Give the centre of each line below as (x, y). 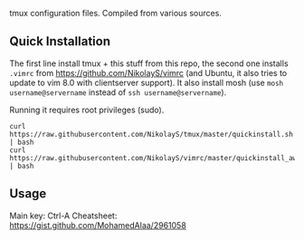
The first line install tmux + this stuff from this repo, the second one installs (149, 63)
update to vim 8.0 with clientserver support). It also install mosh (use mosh (147, 82)
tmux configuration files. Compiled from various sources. (115, 13)
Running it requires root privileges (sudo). (87, 110)
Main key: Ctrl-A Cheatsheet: (63, 216)
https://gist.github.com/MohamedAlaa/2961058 (98, 225)
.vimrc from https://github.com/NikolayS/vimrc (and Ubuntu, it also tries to (148, 72)
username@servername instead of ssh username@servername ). (118, 92)
